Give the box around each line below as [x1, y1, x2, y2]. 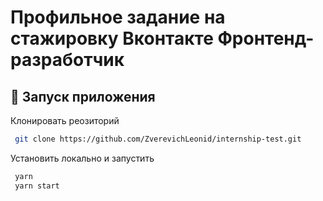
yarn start [14, 181, 60, 191]
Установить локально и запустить [10, 152, 155, 164]
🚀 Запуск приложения [10, 88, 156, 105]
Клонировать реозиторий [10, 115, 120, 126]
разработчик [10, 49, 125, 71]
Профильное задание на [10, 6, 226, 29]
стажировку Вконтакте [10, 27, 214, 50]
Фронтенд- [217, 27, 315, 50]
